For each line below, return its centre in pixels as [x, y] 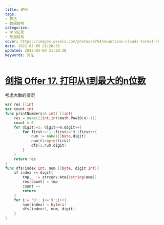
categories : [17, 28]
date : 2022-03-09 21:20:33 [32, 46]
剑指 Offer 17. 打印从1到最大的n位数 [75, 81]
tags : [10, 14]
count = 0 [24, 123]
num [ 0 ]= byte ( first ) [51, 141]
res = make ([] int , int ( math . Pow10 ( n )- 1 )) [55, 118]
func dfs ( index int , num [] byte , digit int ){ [52, 168]
